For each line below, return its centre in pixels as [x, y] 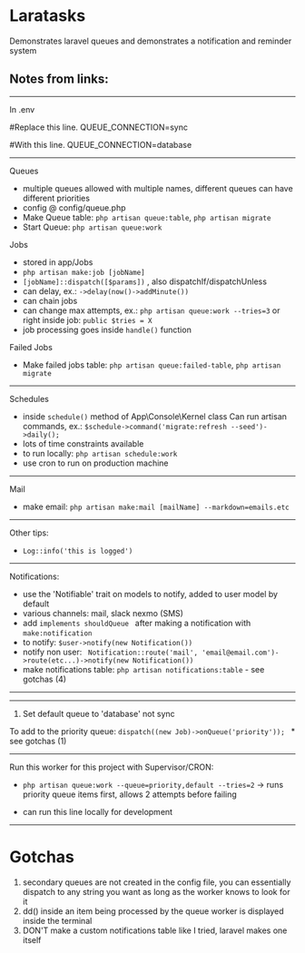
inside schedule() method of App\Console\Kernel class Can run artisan [155, 416]
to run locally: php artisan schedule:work [100, 453]
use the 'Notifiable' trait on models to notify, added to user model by [150, 594]
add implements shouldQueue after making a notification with [137, 623]
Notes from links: [59, 79]
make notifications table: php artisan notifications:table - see [143, 669]
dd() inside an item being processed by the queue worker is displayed [153, 911]
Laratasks [48, 16]
